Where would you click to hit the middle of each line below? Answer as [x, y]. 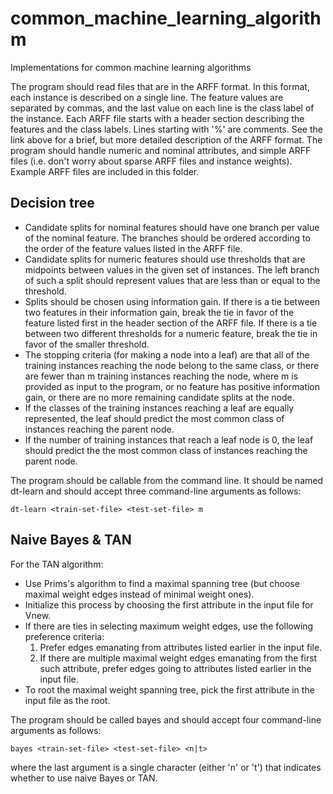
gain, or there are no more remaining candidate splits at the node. [159, 397]
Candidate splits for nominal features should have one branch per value [172, 227]
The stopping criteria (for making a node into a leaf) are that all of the [167, 354]
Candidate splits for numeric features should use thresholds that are [165, 259]
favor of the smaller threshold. [87, 344]
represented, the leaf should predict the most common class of [154, 418]
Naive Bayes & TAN [71, 540]
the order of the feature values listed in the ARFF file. [133, 248]
